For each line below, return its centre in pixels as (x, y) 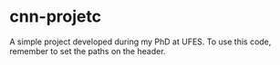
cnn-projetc (56, 17)
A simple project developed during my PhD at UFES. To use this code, (140, 42)
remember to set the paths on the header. (88, 51)
